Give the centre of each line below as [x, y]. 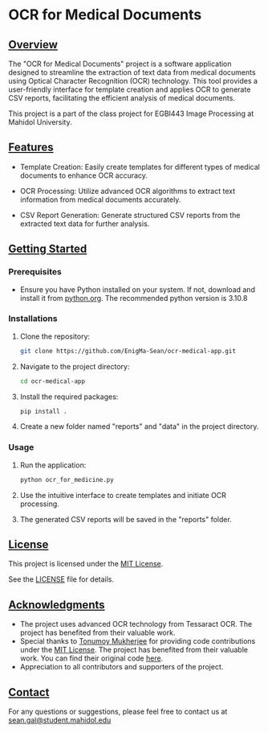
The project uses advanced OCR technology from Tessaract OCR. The [136, 624]
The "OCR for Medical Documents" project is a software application [120, 64]
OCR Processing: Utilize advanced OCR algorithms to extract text [128, 191]
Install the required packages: [69, 397]
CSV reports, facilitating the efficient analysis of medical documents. [122, 98]
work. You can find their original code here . [91, 658]
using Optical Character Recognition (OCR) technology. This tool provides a [133, 81]
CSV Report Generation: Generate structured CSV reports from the [130, 215]
